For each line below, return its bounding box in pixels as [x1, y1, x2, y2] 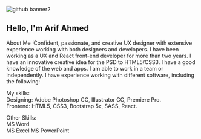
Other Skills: [6, 114, 37, 121]
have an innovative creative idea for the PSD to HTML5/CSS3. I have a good [6, 58, 196, 66]
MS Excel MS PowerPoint [6, 127, 70, 134]
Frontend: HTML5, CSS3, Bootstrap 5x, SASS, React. [6, 102, 137, 109]
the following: [6, 77, 41, 85]
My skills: [6, 89, 30, 97]
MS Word [6, 120, 30, 128]
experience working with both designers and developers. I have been [6, 45, 179, 53]
